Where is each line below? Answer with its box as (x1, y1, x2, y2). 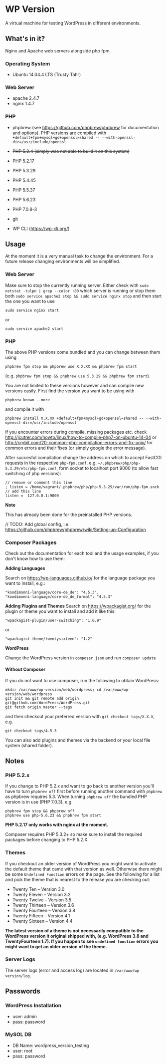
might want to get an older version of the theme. (5, 943, 107, 949)
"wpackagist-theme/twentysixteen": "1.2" (5, 636, 93, 642)
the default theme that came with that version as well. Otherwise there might (5, 866, 163, 872)
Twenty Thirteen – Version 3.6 (12, 902, 74, 908)
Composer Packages (5, 539, 57, 546)
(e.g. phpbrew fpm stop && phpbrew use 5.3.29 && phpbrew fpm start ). (5, 373, 151, 379)
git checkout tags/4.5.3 (5, 728, 57, 733)
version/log (5, 973, 30, 979)
